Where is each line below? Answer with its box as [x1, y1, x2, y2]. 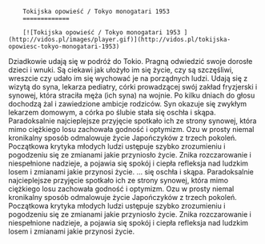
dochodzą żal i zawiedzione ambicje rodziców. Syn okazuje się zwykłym [8, 99, 247, 108]
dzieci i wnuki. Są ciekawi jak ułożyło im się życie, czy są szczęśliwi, [8, 65, 234, 74]
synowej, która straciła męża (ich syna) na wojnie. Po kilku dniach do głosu [8, 90, 255, 100]
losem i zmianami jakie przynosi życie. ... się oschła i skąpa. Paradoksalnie [8, 167, 254, 176]
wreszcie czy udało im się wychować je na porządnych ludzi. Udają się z [8, 74, 248, 83]
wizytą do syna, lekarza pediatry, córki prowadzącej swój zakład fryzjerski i [8, 82, 258, 91]
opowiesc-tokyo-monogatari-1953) [8, 42, 120, 50]
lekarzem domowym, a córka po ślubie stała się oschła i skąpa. [8, 108, 216, 117]
